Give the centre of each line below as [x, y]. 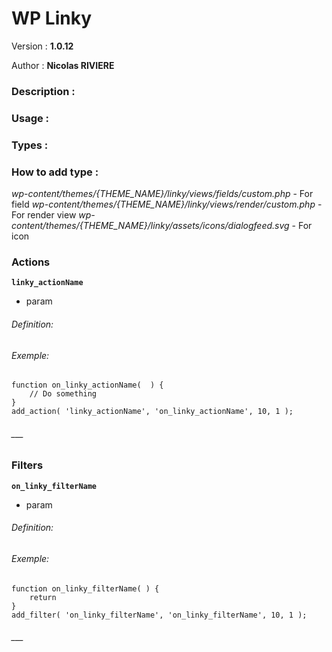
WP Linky [51, 18]
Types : [30, 145]
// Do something [63, 394]
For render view [44, 215]
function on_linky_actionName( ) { [87, 385]
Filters [27, 465]
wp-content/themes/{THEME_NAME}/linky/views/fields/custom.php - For [162, 193]
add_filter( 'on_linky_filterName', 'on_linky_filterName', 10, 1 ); [159, 615]
